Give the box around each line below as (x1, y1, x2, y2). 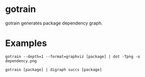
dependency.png (5, 58, 37, 63)
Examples (5, 37, 47, 49)
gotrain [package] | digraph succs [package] (5, 67, 102, 72)
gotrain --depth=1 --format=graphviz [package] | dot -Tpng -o (5, 54, 140, 59)
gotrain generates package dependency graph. (5, 20, 103, 26)
